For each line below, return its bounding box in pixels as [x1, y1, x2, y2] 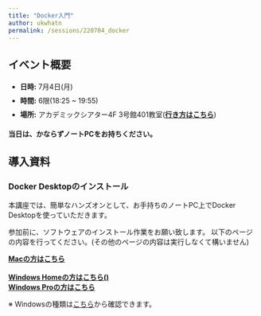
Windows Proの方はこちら [8, 282, 95, 291]
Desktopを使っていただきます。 [8, 210, 111, 220]
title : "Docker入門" [8, 11, 74, 20]
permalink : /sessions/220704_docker [8, 26, 130, 34]
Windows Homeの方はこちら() [8, 272, 110, 282]
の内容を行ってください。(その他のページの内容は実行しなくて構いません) [8, 236, 249, 247]
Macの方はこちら [8, 254, 65, 263]
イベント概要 [8, 57, 72, 72]
